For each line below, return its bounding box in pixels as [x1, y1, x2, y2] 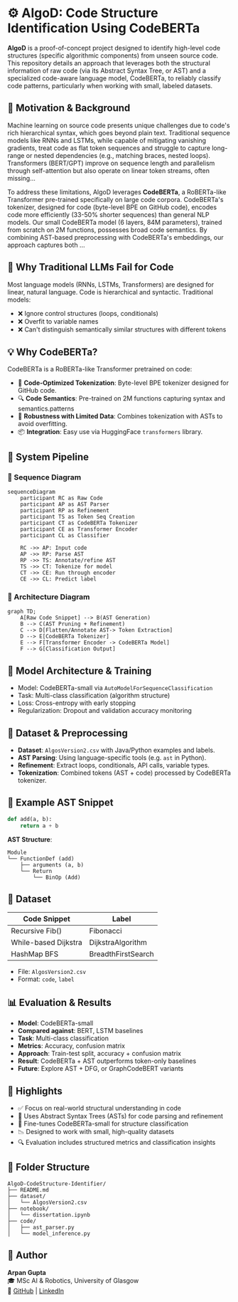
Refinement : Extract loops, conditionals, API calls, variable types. [17, 761, 210, 769]
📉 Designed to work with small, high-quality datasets [17, 1127, 175, 1136]
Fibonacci [89, 926, 122, 936]
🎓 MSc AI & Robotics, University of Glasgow [7, 1276, 139, 1285]
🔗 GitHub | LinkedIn [7, 1286, 65, 1295]
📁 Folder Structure [7, 1161, 90, 1173]
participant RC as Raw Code [20, 494, 103, 502]
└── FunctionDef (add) [7, 855, 75, 862]
